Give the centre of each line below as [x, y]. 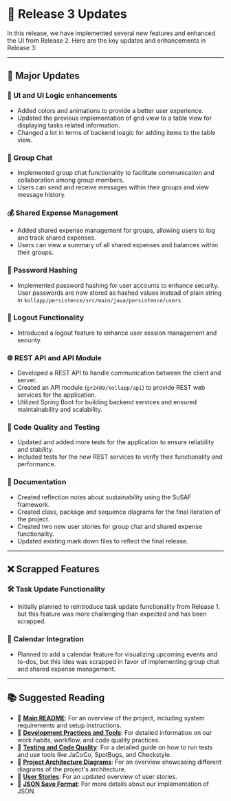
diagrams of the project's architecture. [71, 769]
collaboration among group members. [70, 180]
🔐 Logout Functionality [46, 318]
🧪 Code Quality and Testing [54, 428]
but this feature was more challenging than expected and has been [112, 614]
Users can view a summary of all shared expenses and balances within [118, 245]
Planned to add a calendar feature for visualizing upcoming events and [117, 654]
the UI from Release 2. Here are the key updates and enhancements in [107, 40]
